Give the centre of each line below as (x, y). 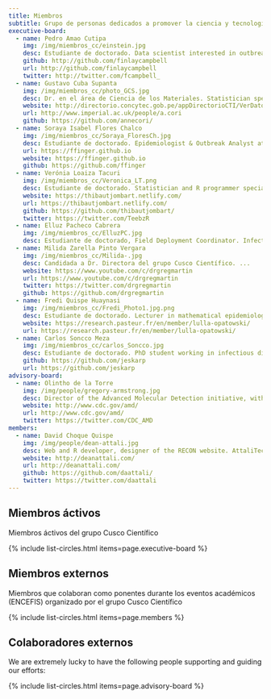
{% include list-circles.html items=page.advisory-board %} (106, 686)
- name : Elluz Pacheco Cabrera (68, 226)
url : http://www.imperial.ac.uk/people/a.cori (102, 114)
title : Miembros (35, 16)
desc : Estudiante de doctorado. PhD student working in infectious (138, 353)
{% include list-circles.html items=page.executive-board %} (108, 548)
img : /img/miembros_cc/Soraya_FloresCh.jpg (97, 135)
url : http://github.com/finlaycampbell (90, 69)
